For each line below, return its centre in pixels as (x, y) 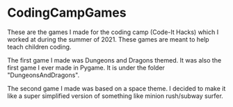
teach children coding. (39, 47)
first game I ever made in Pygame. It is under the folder (86, 67)
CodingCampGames (67, 13)
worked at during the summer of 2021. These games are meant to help (109, 39)
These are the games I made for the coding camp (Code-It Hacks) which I (113, 32)
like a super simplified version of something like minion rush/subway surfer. (115, 96)
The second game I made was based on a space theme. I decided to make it (116, 88)
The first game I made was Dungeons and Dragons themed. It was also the (114, 60)
